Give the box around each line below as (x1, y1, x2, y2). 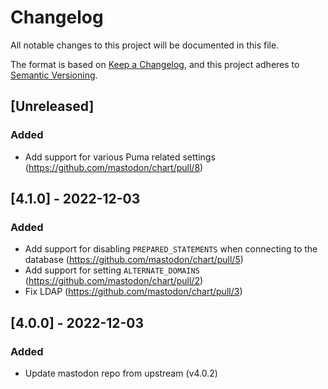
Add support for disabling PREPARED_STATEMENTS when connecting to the (24, 243, 318, 255)
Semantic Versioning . (10, 69, 98, 81)
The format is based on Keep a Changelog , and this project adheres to (10, 58, 300, 70)
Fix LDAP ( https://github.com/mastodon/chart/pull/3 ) (24, 286, 243, 298)
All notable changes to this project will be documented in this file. (10, 39, 280, 51)
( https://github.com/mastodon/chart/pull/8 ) (24, 161, 204, 173)
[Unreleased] (10, 98, 95, 115)
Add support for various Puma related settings (24, 151, 216, 163)
